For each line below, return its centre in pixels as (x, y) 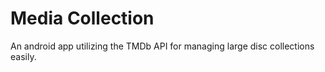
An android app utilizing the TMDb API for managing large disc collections (162, 46)
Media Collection (82, 18)
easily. (23, 56)
